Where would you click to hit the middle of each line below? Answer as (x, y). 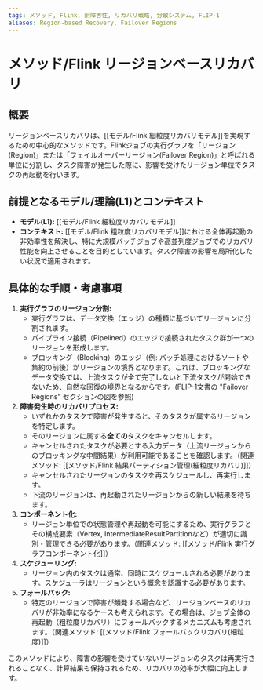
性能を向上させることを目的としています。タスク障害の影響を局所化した (136, 251)
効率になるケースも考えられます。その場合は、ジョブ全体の (155, 612)
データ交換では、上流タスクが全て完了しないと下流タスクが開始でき (141, 377)
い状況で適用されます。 (57, 261)
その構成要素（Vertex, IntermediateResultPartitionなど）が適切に (136, 534)
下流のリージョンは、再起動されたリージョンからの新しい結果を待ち (141, 495)
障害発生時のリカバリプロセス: (69, 407)
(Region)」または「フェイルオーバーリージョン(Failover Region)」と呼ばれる (131, 154)
